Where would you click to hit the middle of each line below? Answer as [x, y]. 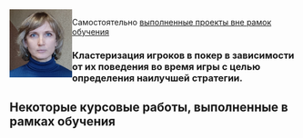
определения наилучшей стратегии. [157, 78]
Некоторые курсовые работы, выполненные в [149, 108]
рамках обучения [62, 122]
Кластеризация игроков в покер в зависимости [183, 55]
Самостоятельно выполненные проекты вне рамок [172, 22]
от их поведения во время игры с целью [167, 66]
